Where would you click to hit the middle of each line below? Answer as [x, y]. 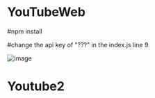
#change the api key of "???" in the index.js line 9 [78, 44]
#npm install [25, 31]
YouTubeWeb [46, 12]
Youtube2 [36, 87]
